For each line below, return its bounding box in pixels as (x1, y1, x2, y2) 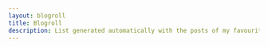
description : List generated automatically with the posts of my (8, 26, 230, 34)
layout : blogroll (8, 11, 66, 20)
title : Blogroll (8, 19, 62, 27)
